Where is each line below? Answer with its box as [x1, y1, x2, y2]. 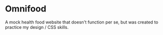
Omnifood [5, 3, 46, 14]
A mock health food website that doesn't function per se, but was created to [5, 19, 159, 25]
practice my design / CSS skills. [5, 24, 69, 30]
